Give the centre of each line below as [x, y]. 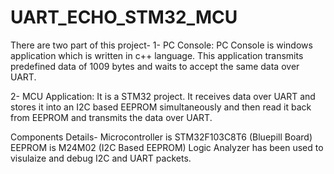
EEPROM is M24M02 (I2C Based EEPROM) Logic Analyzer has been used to [167, 147]
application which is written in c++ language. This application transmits [157, 55]
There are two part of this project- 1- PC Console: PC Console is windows [161, 45]
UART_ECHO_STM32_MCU [124, 17]
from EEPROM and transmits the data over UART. [111, 117]
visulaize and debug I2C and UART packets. [101, 158]
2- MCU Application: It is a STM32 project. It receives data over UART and [163, 96]
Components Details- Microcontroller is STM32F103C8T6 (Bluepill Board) [161, 137]
